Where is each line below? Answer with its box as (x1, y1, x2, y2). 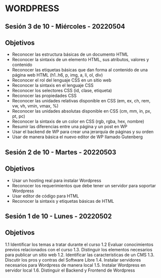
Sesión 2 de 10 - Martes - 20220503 (5, 148, 117, 156)
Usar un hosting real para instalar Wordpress (12, 178, 102, 183)
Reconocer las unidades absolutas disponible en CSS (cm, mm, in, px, (12, 108, 151, 114)
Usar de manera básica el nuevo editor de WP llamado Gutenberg (12, 134, 143, 140)
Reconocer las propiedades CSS (12, 93, 77, 98)
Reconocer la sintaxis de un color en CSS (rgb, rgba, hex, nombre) (12, 118, 145, 124)
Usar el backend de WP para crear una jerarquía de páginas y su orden (12, 129, 154, 135)
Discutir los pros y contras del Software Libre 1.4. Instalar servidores (5, 257, 141, 262)
